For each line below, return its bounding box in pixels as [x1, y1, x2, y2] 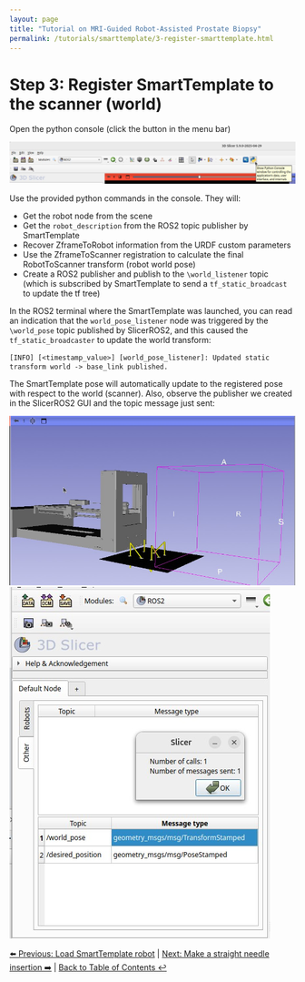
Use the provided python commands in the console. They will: [9, 192, 241, 204]
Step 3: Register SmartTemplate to [9, 74, 274, 95]
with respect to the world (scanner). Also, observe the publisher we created [9, 388, 293, 399]
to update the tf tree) [22, 288, 101, 299]
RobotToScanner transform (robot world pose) [22, 258, 197, 269]
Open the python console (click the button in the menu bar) [9, 124, 231, 135]
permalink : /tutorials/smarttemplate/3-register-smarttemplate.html [9, 34, 274, 43]
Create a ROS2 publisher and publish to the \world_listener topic [22, 268, 270, 279]
